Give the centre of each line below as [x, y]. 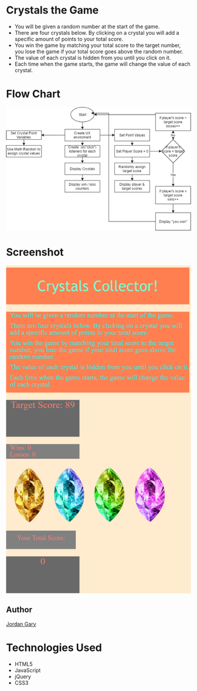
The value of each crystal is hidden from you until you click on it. [93, 58]
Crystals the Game [52, 10]
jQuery [23, 676]
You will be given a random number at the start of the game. [87, 26]
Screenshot [35, 252]
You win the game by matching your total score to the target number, [98, 45]
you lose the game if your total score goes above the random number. [99, 51]
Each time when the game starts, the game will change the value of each [102, 64]
